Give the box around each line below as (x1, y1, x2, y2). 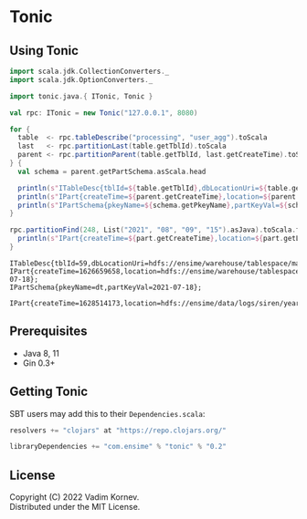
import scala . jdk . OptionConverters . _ (9, 75, 153, 84)
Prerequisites (9, 324, 88, 339)
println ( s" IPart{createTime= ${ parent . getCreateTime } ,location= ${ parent (17, 192, 297, 202)
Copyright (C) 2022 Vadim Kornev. (9, 492, 140, 503)
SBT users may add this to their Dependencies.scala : (9, 408, 206, 419)
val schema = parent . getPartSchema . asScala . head (17, 167, 206, 176)
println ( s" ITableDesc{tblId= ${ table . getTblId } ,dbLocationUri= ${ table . (17, 183, 292, 192)
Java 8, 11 (22, 348, 59, 358)
